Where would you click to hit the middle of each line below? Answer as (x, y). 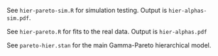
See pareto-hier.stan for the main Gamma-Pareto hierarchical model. (109, 45)
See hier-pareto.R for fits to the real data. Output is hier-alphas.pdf (107, 32)
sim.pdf (18, 18)
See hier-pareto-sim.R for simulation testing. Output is (87, 10)
